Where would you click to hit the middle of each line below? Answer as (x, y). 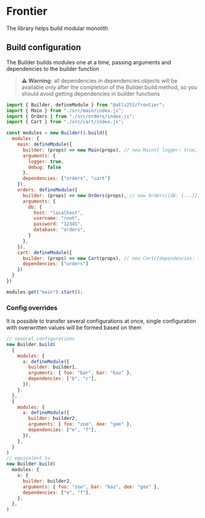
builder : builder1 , (53, 367)
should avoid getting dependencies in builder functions (91, 94)
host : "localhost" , (58, 212)
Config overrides (32, 307)
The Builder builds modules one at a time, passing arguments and (89, 62)
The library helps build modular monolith (57, 28)
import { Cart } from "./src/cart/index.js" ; (65, 122)
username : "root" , (57, 219)
